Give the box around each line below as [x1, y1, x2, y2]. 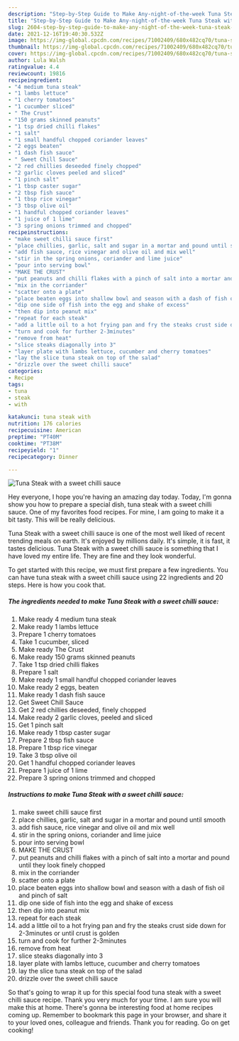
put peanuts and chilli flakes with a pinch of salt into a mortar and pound [18, 853, 230, 862]
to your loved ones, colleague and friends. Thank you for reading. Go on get [8, 1018, 230, 1027]
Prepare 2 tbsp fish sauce [18, 736, 94, 744]
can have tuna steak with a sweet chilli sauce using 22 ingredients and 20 [8, 574, 224, 582]
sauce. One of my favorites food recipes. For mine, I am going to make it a [8, 508, 224, 517]
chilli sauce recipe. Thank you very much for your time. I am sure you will [8, 995, 222, 1004]
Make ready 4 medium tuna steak [18, 615, 116, 623]
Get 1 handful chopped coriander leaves [18, 759, 135, 767]
